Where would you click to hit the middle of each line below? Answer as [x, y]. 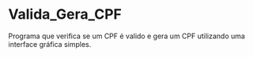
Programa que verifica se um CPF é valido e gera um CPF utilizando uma [126, 36]
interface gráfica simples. [50, 44]
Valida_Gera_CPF [65, 14]
